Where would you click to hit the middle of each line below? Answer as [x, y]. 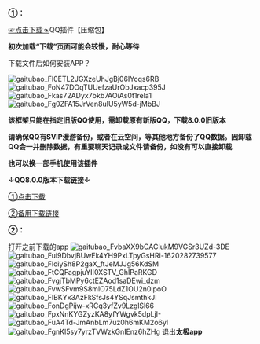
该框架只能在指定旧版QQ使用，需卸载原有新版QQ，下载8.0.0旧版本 [117, 120]
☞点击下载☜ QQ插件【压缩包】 [58, 30]
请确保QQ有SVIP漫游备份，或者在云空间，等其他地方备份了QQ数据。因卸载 [130, 137]
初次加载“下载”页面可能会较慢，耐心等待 [74, 46]
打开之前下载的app [38, 247]
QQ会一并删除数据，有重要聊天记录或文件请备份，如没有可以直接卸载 [120, 146]
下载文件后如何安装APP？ [49, 63]
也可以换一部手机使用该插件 [53, 163]
